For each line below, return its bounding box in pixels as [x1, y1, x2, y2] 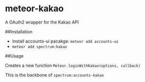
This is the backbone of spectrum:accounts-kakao [5, 72, 104, 78]
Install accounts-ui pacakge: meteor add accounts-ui [12, 38, 119, 44]
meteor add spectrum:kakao [12, 44, 67, 49]
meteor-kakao [5, 3, 64, 14]
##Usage [5, 53, 24, 59]
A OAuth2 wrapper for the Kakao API [5, 19, 79, 25]
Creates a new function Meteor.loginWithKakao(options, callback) [5, 62, 141, 68]
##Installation [5, 28, 33, 34]
